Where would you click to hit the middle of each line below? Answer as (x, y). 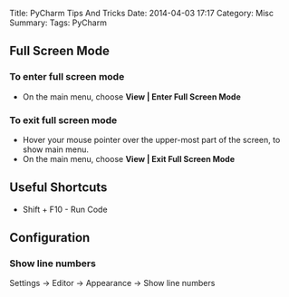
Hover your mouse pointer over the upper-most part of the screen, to (151, 139)
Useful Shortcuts (58, 188)
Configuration (50, 238)
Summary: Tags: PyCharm (58, 23)
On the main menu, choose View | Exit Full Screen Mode (129, 158)
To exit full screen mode (63, 120)
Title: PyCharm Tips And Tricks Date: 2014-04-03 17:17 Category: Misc (142, 13)
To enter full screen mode (67, 77)
